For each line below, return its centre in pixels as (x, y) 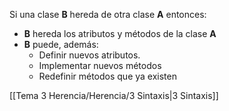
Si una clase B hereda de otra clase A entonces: (108, 14)
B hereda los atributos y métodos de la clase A (120, 33)
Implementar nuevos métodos (100, 65)
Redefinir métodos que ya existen (107, 76)
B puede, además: (61, 44)
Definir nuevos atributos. (89, 55)
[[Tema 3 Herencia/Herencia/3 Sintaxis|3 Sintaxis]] (114, 95)
